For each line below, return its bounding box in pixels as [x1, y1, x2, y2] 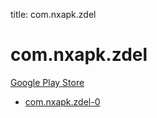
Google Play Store [10, 76, 85, 88]
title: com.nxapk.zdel [10, 9, 97, 20]
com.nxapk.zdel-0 [24, 95, 101, 108]
